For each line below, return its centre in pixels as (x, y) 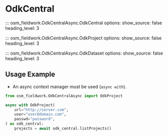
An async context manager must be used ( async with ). (69, 86)
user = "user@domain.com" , (40, 114)
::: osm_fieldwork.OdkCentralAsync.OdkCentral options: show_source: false (84, 23)
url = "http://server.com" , (42, 110)
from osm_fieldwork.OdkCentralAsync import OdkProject (64, 96)
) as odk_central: (24, 124)
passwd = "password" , (35, 119)
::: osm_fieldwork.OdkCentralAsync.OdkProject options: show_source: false (83, 38)
